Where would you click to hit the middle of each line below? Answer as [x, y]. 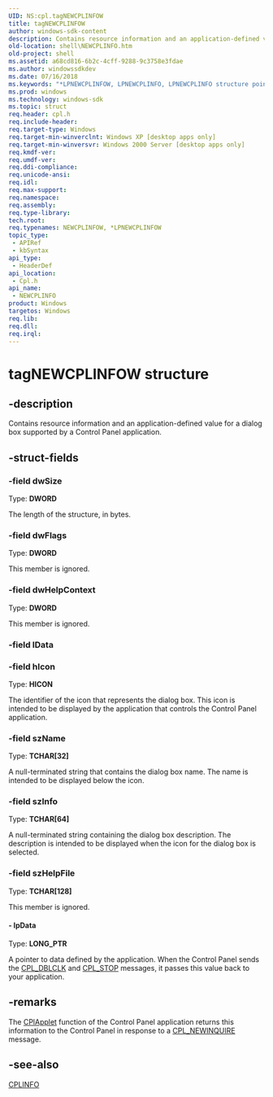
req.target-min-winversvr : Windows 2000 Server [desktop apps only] [127, 144]
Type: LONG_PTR [38, 943]
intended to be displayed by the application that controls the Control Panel [133, 708]
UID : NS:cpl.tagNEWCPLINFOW [56, 16]
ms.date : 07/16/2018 [43, 76]
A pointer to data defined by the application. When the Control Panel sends [134, 959]
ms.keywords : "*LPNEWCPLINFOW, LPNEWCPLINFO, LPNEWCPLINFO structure [129, 84]
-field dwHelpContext [52, 590]
